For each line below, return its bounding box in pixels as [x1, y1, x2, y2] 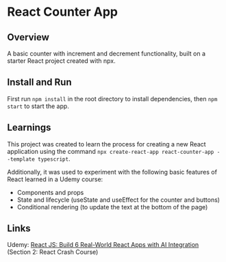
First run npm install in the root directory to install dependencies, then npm [7, 94, 218, 103]
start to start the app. [7, 102, 70, 110]
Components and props [16, 188, 84, 196]
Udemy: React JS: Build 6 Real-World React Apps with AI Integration [7, 241, 199, 249]
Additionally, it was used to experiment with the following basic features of [7, 168, 218, 176]
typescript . [37, 155, 71, 163]
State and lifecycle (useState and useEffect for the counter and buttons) [16, 196, 221, 204]
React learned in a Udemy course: [7, 175, 103, 183]
